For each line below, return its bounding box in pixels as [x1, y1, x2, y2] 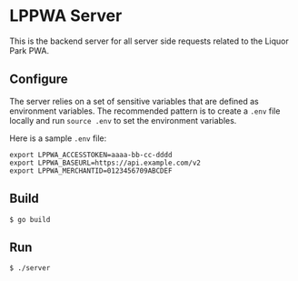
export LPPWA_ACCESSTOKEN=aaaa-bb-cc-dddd [9, 150, 173, 159]
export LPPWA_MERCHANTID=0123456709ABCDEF [9, 166, 173, 176]
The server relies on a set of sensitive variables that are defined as [9, 95, 259, 106]
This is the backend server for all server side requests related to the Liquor [9, 35, 289, 46]
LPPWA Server [9, 5, 123, 26]
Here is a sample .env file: [9, 133, 107, 144]
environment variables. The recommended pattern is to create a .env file [9, 105, 281, 116]
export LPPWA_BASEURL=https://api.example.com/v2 [9, 158, 202, 167]
